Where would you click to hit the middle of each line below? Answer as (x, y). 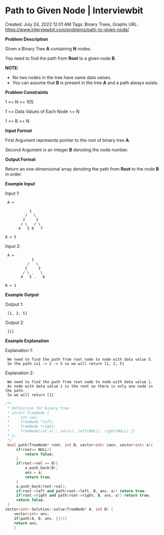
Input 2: (13, 246)
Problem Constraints (27, 92)
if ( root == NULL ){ (34, 449)
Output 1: (14, 304)
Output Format (20, 159)
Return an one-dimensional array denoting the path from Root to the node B (82, 169)
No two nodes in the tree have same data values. (62, 77)
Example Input (20, 183)
